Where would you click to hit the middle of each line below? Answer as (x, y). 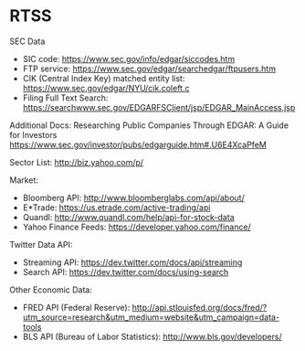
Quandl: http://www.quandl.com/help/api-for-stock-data (128, 217)
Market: (24, 180)
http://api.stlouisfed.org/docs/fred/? (200, 307)
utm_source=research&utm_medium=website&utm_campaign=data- (151, 317)
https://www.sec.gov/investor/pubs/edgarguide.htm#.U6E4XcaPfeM (138, 144)
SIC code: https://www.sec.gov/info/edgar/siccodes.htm (129, 58)
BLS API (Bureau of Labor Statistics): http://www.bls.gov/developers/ (152, 336)
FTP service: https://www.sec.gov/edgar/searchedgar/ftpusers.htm (149, 69)
